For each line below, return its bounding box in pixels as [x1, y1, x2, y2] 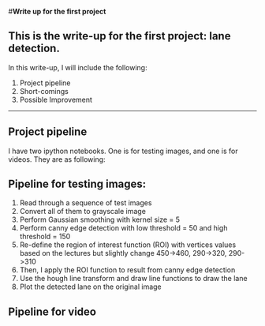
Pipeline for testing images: [8, 178, 147, 191]
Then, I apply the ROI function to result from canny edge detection [19, 265, 236, 275]
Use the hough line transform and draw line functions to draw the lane [19, 274, 248, 283]
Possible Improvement [19, 95, 93, 104]
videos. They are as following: [8, 154, 106, 164]
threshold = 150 [19, 232, 71, 242]
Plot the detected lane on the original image [19, 282, 162, 291]
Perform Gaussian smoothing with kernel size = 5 [19, 215, 180, 224]
